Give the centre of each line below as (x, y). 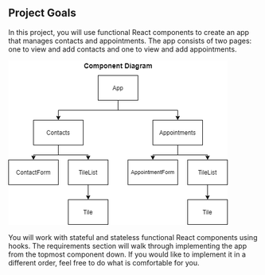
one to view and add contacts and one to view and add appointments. (123, 49)
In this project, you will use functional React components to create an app (129, 32)
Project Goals (43, 13)
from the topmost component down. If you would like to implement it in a (127, 254)
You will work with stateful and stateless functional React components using (133, 237)
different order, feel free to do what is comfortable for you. (104, 262)
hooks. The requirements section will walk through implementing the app (128, 246)
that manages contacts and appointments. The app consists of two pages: (130, 41)
